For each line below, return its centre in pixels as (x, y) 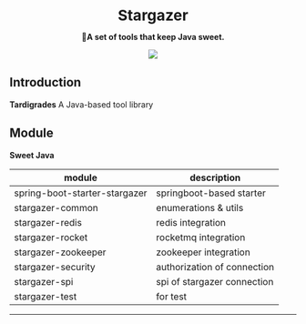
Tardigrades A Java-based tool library (82, 104)
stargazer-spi (44, 281)
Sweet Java (32, 155)
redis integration (191, 222)
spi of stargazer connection (215, 281)
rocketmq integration (201, 237)
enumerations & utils (200, 208)
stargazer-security (55, 267)
